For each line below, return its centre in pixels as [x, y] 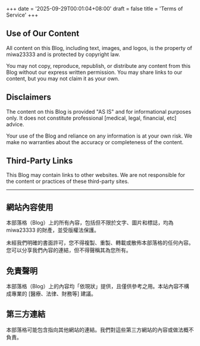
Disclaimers [29, 97]
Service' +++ [22, 15]
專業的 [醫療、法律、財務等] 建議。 [54, 294]
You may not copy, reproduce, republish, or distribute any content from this [99, 66]
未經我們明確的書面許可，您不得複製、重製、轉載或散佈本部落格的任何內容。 [100, 243]
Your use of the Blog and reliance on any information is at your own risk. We [99, 136]
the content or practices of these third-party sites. [68, 182]
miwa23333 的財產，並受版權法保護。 [53, 230]
